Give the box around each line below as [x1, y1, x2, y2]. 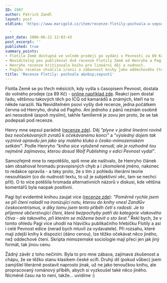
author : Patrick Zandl [5, 12, 52, 17]
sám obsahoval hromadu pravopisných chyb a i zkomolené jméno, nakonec [5, 163, 159, 169]
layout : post [5, 16, 32, 21]
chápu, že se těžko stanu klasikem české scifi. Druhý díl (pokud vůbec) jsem [5, 257, 162, 262]
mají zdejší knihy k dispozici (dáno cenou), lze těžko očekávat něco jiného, [5, 231, 158, 237]
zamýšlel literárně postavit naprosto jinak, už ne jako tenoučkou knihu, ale [5, 262, 157, 268]
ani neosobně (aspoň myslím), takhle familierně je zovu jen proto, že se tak [5, 112, 159, 118]
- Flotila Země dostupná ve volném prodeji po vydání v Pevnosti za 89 [5, 53, 157, 58]
